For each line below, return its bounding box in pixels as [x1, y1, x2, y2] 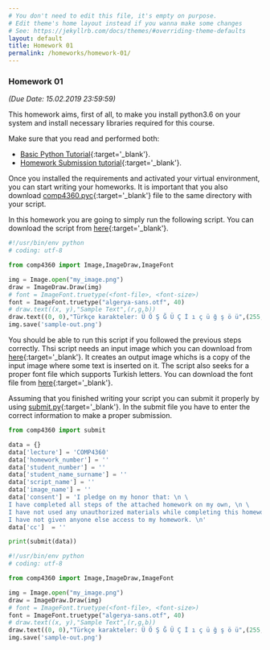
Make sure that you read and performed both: [8, 134, 160, 143]
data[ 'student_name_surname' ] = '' [8, 470, 128, 479]
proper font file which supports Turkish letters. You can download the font [8, 370, 253, 379]
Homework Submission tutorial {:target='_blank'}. [19, 158, 182, 168]
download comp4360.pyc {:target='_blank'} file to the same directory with [8, 191, 252, 201]
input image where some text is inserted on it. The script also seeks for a [8, 361, 249, 371]
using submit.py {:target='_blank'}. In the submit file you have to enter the [8, 402, 251, 412]
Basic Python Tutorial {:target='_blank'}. [19, 150, 151, 159]
